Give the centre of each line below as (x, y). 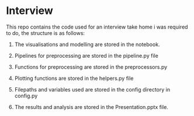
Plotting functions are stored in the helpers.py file (74, 78)
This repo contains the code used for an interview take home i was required (97, 27)
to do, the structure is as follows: (46, 33)
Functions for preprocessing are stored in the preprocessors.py (91, 67)
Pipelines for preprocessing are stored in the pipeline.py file (86, 55)
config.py (26, 96)
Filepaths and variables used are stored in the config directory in (92, 89)
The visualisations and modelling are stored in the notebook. (87, 44)
